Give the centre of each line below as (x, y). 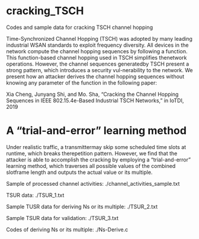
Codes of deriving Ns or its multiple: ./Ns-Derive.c (67, 230)
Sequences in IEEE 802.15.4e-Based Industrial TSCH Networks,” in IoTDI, (95, 100)
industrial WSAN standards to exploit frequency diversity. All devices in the (97, 45)
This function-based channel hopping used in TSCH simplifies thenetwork (97, 57)
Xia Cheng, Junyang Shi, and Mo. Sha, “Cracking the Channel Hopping (92, 94)
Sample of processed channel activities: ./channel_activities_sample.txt (93, 183)
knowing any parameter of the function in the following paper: (82, 83)
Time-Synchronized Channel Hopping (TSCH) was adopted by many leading (99, 38)
